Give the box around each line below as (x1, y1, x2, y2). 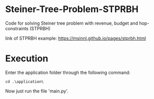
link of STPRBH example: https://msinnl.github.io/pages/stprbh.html (5, 35, 146, 41)
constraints (5, 25, 29, 31)
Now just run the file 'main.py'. (5, 88, 69, 94)
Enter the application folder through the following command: (5, 69, 131, 75)
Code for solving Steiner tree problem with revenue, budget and (5, 20, 138, 26)
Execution (5, 53, 48, 64)
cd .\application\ (5, 79, 44, 84)
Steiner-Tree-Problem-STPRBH (5, 4, 139, 15)
